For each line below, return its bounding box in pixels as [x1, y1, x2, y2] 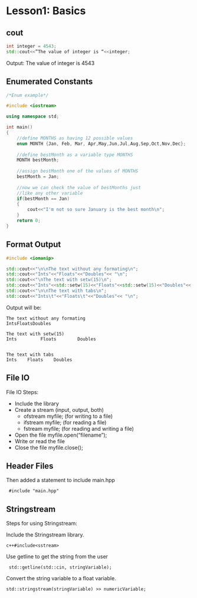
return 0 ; [17, 217, 41, 224]
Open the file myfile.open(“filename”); [14, 431, 107, 438]
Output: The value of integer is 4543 [6, 59, 95, 66]
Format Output [6, 239, 61, 249]
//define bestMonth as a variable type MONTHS [17, 152, 133, 158]
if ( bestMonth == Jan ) [17, 196, 70, 201]
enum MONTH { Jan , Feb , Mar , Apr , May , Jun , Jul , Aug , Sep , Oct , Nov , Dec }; [17, 141, 186, 147]
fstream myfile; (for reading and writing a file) [23, 425, 134, 432]
